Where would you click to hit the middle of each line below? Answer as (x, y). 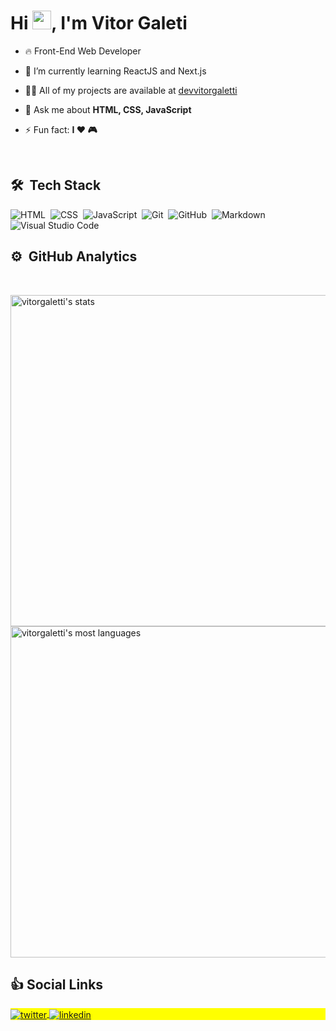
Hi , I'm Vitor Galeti (99, 23)
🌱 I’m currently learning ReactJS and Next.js (115, 71)
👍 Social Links (57, 984)
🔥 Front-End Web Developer (83, 51)
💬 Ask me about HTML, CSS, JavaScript (108, 109)
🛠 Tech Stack (56, 185)
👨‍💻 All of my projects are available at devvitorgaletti (131, 90)
